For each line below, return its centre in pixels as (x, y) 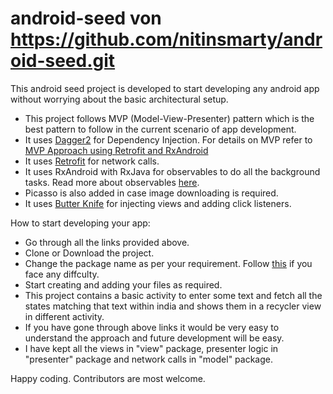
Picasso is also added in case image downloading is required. (151, 193)
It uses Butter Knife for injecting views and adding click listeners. (158, 203)
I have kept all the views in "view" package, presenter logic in (151, 348)
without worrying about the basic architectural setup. (119, 99)
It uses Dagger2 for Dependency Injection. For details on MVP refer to (168, 139)
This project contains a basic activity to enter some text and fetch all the (173, 295)
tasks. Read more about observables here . (112, 182)
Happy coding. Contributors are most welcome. (108, 378)
